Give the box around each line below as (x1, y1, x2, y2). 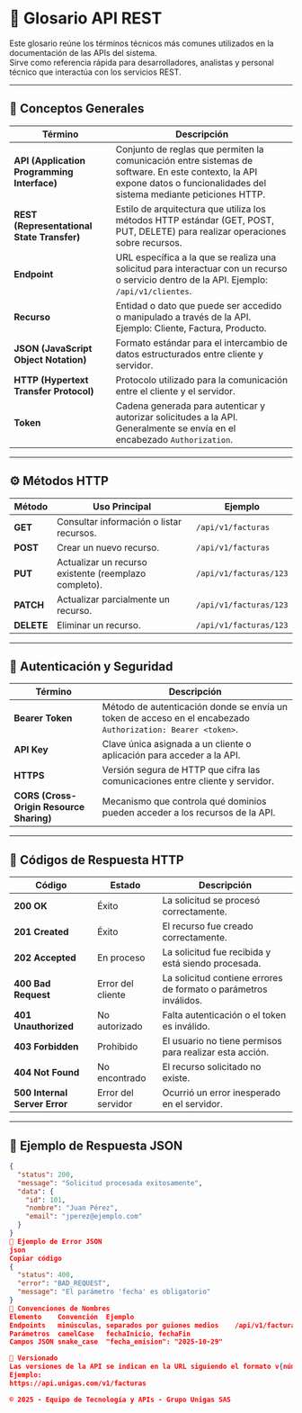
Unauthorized (13, 1021, 74, 1033)
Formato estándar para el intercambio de (115, 337, 288, 349)
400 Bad (13, 977, 51, 990)
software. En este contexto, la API (115, 166, 258, 178)
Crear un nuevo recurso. (57, 541, 160, 553)
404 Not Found (13, 1066, 80, 1079)
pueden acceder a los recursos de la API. (102, 806, 276, 819)
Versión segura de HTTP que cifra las (102, 764, 261, 777)
